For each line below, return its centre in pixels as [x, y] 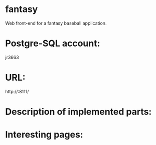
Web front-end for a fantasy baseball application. [56, 23]
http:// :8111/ [17, 91]
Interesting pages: [44, 135]
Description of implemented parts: [79, 112]
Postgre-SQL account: [53, 43]
